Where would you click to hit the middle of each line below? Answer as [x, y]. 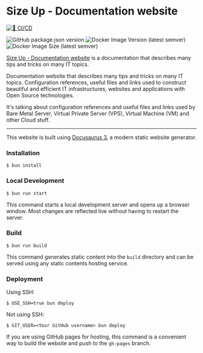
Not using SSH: [25, 315]
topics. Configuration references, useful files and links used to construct [96, 82]
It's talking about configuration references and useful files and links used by [101, 107]
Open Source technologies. [40, 95]
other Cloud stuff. [28, 120]
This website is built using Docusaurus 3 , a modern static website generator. [101, 137]
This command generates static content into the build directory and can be [100, 257]
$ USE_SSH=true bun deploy [40, 303]
